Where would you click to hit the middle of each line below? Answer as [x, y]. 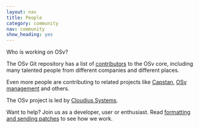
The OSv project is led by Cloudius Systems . [62, 101]
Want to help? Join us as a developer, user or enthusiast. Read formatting [99, 112]
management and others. [38, 88]
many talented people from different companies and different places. [93, 70]
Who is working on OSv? [37, 52]
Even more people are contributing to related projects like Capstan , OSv [97, 82]
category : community [33, 23]
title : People [24, 18]
